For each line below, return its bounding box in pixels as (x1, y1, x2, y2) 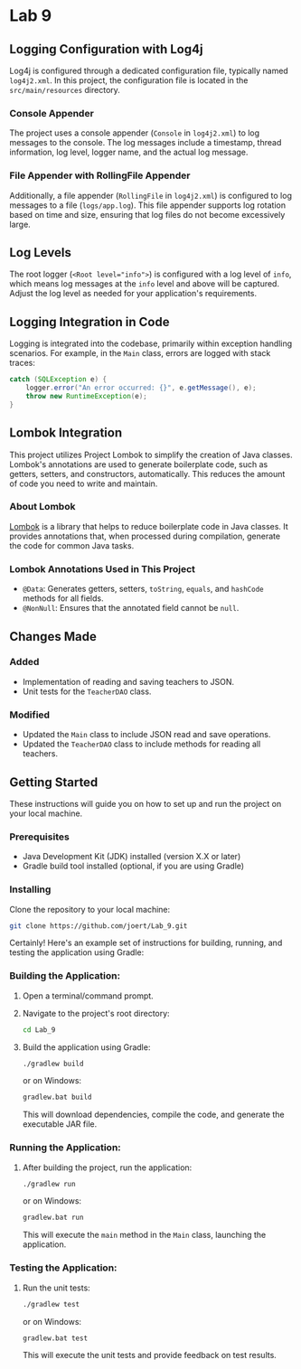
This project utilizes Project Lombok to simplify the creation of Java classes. (9, 449, 294, 460)
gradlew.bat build (22, 1092, 92, 1102)
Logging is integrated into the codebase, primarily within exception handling (9, 338, 293, 349)
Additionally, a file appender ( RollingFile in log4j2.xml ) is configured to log (9, 190, 292, 201)
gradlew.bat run (22, 1213, 84, 1223)
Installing (9, 883, 52, 895)
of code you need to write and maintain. (9, 478, 158, 489)
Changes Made (9, 629, 97, 644)
